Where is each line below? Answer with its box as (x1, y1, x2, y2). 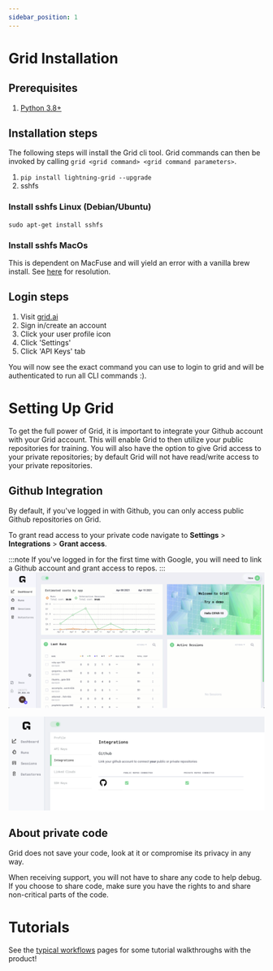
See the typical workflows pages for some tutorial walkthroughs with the (8, 945, 252, 955)
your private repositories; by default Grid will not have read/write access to (8, 452, 259, 462)
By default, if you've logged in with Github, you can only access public (8, 505, 245, 515)
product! (8, 953, 37, 963)
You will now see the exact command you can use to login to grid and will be (8, 362, 264, 371)
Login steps (8, 290, 69, 304)
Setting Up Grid (8, 399, 115, 418)
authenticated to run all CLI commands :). (8, 371, 147, 380)
